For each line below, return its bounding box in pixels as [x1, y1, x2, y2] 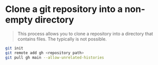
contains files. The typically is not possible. [17, 36, 107, 42]
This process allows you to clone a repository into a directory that [17, 30, 153, 36]
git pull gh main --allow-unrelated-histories [5, 55, 104, 60]
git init [5, 45, 24, 50]
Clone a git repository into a [5, 3, 123, 15]
